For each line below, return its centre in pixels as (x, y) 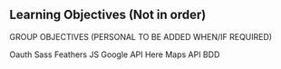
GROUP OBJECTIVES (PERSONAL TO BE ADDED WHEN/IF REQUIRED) (141, 36)
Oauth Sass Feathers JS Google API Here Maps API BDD (115, 54)
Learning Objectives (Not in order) (108, 15)
